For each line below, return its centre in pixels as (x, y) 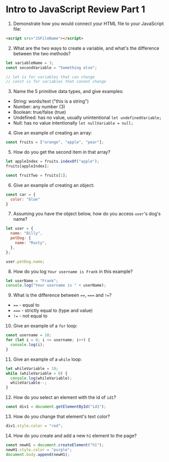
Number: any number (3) (39, 107)
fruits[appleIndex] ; (28, 166)
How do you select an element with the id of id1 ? (65, 398)
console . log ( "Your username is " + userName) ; (56, 285)
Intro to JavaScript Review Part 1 (76, 9)
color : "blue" (25, 199)
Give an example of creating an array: (52, 133)
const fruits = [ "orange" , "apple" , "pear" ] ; (55, 142)
